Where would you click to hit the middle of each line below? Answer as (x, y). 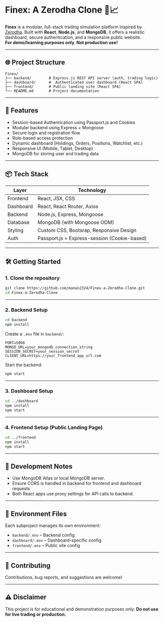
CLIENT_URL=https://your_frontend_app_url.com (53, 356)
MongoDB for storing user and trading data (55, 153)
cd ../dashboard (21, 401)
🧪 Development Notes (39, 466)
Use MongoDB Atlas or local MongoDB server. (59, 478)
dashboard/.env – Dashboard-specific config (57, 540)
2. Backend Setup (26, 310)
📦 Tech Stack (27, 174)
